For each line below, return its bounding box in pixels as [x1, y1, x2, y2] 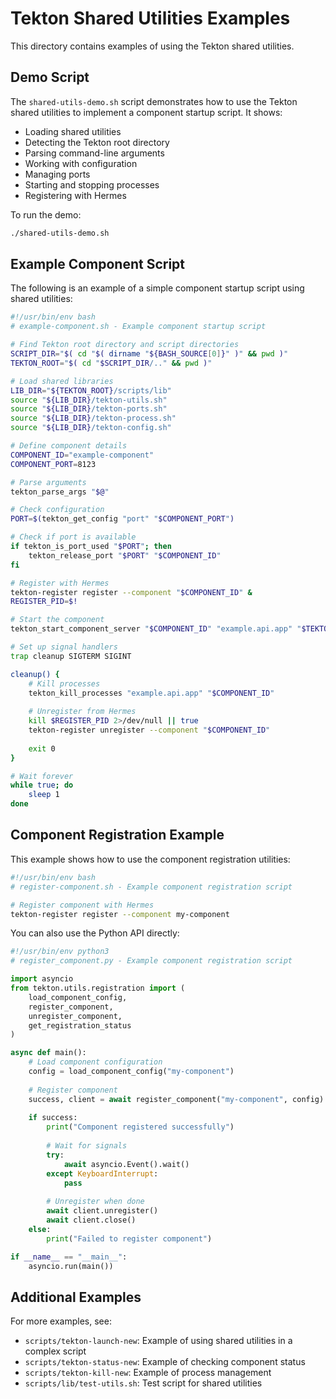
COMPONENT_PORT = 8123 [10, 459, 97, 469]
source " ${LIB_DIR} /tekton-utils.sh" [10, 395, 168, 405]
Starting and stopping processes [24, 178, 160, 191]
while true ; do [10, 780, 74, 791]
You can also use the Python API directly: [10, 927, 180, 939]
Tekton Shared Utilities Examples [10, 7, 291, 30]
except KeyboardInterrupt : [46, 1168, 159, 1179]
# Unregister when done [46, 1197, 145, 1207]
